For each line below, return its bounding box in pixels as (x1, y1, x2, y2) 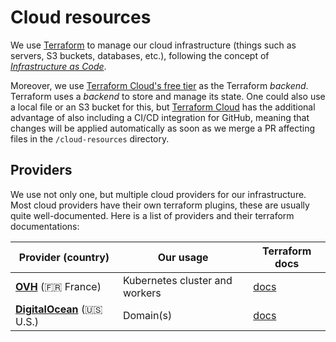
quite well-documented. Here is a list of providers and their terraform (10, 209, 295, 221)
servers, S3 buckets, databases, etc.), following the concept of (10, 49, 270, 61)
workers (122, 286, 162, 300)
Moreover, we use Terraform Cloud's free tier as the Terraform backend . (10, 79, 309, 91)
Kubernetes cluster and (122, 273, 233, 287)
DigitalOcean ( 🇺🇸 (15, 302, 103, 316)
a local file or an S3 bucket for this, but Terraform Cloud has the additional (10, 101, 316, 113)
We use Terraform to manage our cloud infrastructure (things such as (10, 39, 297, 51)
